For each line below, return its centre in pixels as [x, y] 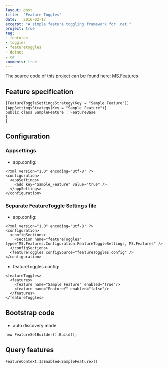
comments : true [21, 62]
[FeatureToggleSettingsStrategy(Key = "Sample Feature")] [67, 103]
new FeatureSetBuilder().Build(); [41, 334]
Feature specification [39, 92]
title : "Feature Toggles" [33, 15]
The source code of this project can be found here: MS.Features [72, 76]
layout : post [19, 10]
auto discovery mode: [35, 325]
